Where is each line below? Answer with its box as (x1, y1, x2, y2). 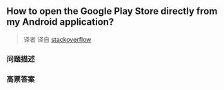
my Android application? (6, 16, 114, 28)
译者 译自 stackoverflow (23, 35, 92, 43)
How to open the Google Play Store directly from (6, 5, 218, 17)
